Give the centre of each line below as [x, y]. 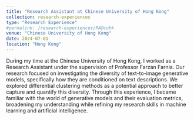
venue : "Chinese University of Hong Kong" [59, 33]
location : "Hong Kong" [34, 44]
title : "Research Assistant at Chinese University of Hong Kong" [88, 11]
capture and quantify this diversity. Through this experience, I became [91, 92]
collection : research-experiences [48, 17]
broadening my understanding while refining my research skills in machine [96, 104]
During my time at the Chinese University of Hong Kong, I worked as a [91, 61]
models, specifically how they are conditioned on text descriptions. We [92, 79]
